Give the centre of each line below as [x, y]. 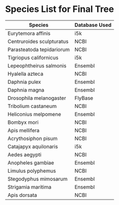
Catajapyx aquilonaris [33, 146]
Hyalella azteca [26, 74]
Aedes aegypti [25, 154]
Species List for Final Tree [59, 9]
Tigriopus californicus [33, 57]
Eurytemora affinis [29, 33]
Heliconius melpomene [34, 114]
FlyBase [84, 98]
